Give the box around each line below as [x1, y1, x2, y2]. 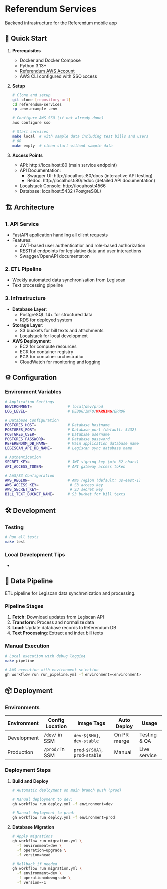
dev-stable [73, 738, 99, 744]
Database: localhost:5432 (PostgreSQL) [19, 188, 102, 194]
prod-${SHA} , [73, 746, 103, 753]
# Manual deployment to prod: [12, 810, 76, 816]
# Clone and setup [12, 92, 51, 98]
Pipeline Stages [5, 602, 44, 609]
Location [45, 723, 67, 730]
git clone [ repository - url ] [12, 97, 71, 102]
